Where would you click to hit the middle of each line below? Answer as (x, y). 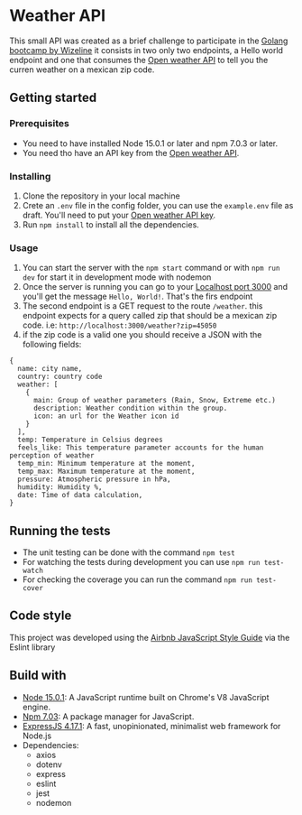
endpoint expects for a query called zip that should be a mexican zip (150, 316)
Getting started (53, 98)
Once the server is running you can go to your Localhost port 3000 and (155, 287)
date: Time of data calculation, (80, 495)
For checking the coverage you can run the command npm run (137, 579)
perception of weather (52, 456)
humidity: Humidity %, (60, 487)
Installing (30, 176)
